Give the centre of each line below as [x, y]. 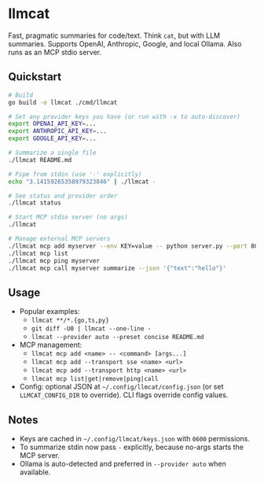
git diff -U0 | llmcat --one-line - [91, 329]
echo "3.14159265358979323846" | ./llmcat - [82, 182]
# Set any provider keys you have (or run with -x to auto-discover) [125, 116]
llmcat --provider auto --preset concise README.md [117, 337]
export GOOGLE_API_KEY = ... [52, 138]
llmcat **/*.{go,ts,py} [70, 321]
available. [35, 472]
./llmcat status [35, 203]
